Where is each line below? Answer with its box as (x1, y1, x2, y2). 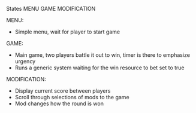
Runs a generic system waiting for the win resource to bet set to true (14, 64, 185, 71)
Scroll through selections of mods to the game (14, 94, 130, 100)
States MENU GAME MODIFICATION (6, 5, 96, 12)
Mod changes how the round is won (14, 100, 104, 107)
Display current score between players (14, 87, 111, 94)
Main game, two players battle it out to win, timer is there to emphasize (14, 51, 191, 59)
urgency (14, 58, 36, 65)
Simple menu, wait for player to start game (14, 28, 120, 35)
